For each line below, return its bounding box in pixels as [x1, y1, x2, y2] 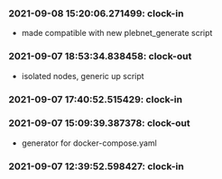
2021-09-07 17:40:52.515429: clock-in [8, 93, 182, 105]
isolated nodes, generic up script [21, 70, 145, 81]
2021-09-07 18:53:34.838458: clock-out [8, 50, 192, 63]
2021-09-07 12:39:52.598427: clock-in [8, 160, 184, 173]
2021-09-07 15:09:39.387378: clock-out [8, 117, 190, 130]
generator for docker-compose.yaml [21, 138, 157, 148]
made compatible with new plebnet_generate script [21, 28, 213, 39]
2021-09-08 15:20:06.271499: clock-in [8, 7, 184, 20]
